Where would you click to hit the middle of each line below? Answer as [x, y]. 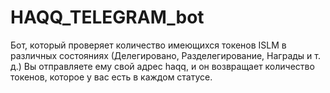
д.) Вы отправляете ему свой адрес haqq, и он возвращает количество [162, 66]
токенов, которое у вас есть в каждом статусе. [111, 77]
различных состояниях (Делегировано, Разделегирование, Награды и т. [165, 55]
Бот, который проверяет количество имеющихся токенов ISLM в [148, 45]
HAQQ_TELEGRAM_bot [107, 17]
